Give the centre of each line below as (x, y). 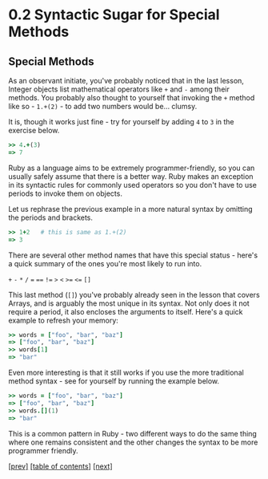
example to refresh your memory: (63, 320)
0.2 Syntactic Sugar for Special (114, 15)
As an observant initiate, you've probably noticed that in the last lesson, (126, 81)
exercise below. (34, 130)
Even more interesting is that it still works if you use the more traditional (126, 372)
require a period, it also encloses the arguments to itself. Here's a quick (126, 311)
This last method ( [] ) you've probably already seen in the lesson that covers (134, 294)
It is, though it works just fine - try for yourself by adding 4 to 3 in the (121, 122)
